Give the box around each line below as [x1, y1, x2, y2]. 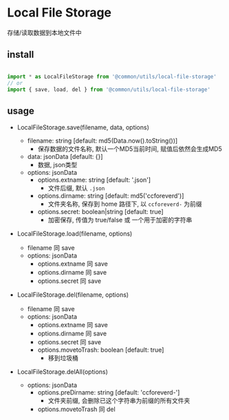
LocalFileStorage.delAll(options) [17, 368, 109, 376]
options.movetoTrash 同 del [37, 405, 116, 414]
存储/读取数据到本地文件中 [7, 28, 83, 36]
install [7, 49, 34, 61]
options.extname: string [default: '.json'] [37, 176, 151, 184]
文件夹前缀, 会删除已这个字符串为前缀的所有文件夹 [47, 397, 190, 405]
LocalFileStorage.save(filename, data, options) [17, 123, 150, 132]
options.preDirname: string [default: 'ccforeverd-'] [37, 388, 180, 397]
